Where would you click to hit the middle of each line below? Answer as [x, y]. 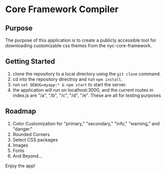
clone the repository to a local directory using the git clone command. [87, 74]
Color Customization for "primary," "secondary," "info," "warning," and [86, 123]
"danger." [23, 129]
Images [20, 145]
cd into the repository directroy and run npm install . [68, 79]
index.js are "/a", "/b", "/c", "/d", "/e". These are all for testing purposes [87, 95]
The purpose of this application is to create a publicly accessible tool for [81, 40]
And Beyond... [27, 156]
